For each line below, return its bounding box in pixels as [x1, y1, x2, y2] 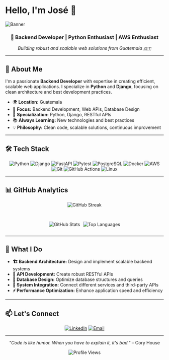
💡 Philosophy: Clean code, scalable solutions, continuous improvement [12, 124, 161, 130]
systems [12, 266, 30, 272]
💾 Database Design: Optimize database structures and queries [12, 276, 143, 282]
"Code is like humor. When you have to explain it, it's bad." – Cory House [9, 340, 160, 346]
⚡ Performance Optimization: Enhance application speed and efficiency [12, 287, 163, 294]
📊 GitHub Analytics [5, 186, 68, 194]
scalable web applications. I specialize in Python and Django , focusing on [5, 84, 158, 90]
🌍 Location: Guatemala [12, 99, 62, 105]
